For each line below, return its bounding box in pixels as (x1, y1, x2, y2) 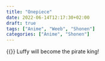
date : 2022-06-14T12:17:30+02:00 (6, 14, 90, 21)
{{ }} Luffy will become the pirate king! (6, 48, 100, 55)
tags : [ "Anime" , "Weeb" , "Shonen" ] (6, 25, 95, 32)
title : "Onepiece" (6, 8, 52, 15)
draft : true (6, 20, 36, 26)
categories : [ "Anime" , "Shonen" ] (6, 31, 90, 37)
